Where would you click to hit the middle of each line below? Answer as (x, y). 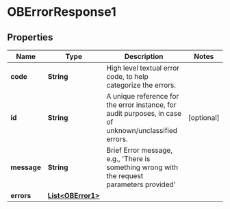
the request (125, 176)
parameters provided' (141, 184)
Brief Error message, (139, 150)
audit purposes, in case (143, 113)
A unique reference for (142, 96)
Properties (30, 37)
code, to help (127, 76)
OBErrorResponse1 (62, 12)
